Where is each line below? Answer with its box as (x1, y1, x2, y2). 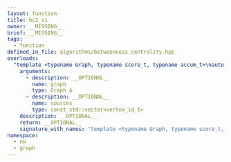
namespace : (7, 132, 39, 139)
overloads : (7, 55, 39, 62)
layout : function (7, 10, 57, 17)
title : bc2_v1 (7, 17, 48, 23)
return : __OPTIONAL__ (19, 119, 82, 126)
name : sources (32, 100, 73, 107)
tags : (7, 36, 23, 43)
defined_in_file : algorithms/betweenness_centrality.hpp (7, 49, 175, 56)
